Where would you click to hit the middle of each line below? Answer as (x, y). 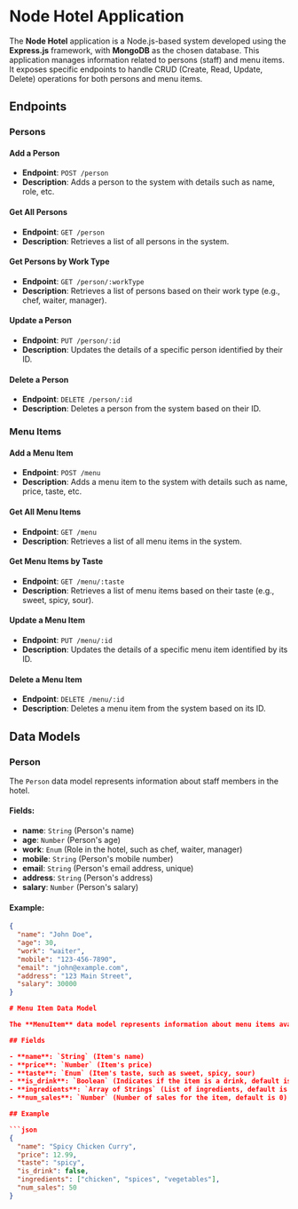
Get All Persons (39, 212)
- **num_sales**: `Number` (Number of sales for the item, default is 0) (149, 1098)
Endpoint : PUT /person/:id (71, 340)
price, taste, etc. (52, 491)
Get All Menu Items (45, 512)
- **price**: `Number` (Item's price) (81, 1065)
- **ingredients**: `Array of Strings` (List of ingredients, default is (149, 1090)
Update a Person (41, 321)
